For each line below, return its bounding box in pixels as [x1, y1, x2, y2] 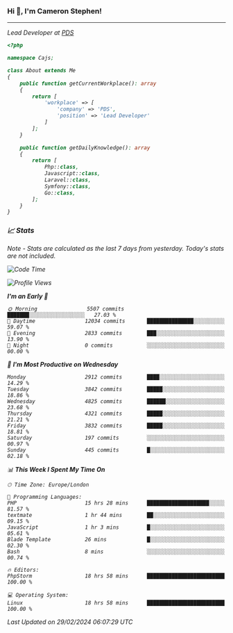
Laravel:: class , [44, 176, 92, 183]
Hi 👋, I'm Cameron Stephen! [7, 6, 102, 16]
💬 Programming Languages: [7, 493, 82, 500]
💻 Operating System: [7, 591, 69, 598]
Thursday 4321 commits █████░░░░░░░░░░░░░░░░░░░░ [7, 410, 225, 417]
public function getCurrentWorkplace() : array [19, 80, 157, 87]
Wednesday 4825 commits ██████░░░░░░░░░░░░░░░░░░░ [7, 397, 225, 405]
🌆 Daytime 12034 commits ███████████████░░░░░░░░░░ [7, 318, 225, 324]
